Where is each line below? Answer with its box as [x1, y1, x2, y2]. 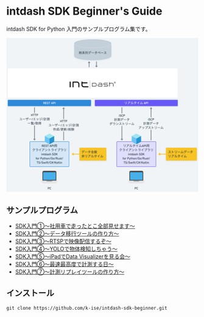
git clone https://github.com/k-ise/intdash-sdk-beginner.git [6, 305, 167, 312]
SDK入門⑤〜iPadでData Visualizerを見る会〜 [15, 253, 131, 260]
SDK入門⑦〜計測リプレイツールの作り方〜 [15, 268, 125, 275]
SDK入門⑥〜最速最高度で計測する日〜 [15, 261, 114, 268]
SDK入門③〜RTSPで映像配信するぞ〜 [15, 238, 111, 245]
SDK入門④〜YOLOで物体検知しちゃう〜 [15, 246, 118, 253]
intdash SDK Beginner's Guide [6, 4, 163, 18]
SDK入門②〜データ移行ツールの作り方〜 [15, 230, 119, 238]
